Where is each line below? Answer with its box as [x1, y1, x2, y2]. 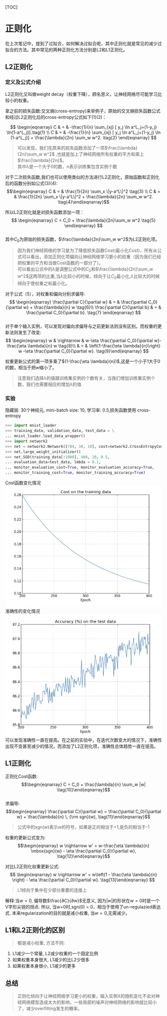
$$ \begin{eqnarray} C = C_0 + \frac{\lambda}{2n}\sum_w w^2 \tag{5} [11, 217, 156, 223]
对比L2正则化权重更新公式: [5, 863, 60, 869]
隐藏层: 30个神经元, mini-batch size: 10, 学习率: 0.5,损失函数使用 [5, 407, 137, 413]
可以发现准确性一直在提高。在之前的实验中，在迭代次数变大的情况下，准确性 [5, 737, 162, 743]
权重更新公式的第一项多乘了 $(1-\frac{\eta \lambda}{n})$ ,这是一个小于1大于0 [5, 358, 161, 364]
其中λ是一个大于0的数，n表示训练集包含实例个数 [17, 164, 117, 169]
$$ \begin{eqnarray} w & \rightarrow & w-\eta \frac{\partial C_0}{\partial [5, 338, 153, 343]
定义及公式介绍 [5, 79, 41, 86]
